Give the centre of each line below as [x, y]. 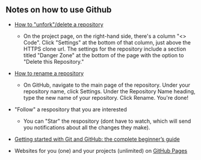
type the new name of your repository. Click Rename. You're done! [106, 97]
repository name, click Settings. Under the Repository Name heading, [110, 91]
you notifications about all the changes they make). [87, 127]
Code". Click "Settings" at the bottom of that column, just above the [107, 42]
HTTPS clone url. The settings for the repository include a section [105, 49]
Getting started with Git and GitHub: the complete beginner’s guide [97, 139]
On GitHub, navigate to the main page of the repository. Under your [107, 85]
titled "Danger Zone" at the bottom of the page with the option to [104, 55]
